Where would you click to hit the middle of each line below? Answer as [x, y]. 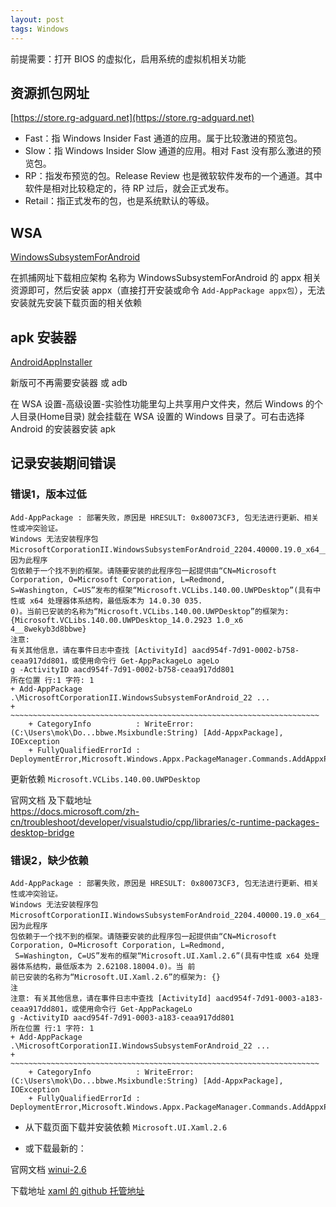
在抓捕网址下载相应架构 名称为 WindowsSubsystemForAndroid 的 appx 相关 [166, 278]
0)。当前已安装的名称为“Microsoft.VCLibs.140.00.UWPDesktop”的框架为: [150, 611]
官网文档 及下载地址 [51, 800]
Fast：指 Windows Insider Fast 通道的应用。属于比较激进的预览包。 [163, 138]
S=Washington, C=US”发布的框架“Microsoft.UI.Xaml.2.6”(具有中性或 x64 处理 [167, 956]
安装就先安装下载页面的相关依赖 [76, 303]
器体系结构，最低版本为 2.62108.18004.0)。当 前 [103, 966]
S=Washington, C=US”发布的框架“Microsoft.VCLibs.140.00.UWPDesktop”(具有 [162, 590]
